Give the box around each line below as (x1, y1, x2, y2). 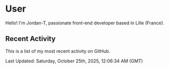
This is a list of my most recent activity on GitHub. (5, 48, 111, 54)
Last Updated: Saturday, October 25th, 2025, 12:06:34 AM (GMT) (5, 58, 143, 64)
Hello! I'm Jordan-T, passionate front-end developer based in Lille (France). (5, 20, 165, 26)
